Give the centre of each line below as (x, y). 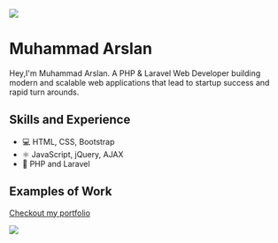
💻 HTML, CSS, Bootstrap (68, 141)
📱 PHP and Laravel (56, 163)
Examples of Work (61, 191)
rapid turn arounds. (44, 92)
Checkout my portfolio (50, 213)
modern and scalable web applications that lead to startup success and (139, 82)
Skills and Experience (70, 120)
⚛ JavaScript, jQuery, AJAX (73, 154)
